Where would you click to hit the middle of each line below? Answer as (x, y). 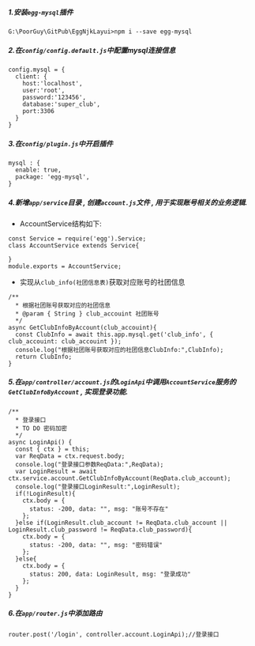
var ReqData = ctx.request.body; (70, 456)
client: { (31, 76)
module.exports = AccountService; (65, 266)
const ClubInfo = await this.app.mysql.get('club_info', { (114, 334)
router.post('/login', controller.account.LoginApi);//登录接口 (114, 634)
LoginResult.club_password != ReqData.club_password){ (100, 530)
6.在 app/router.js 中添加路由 (55, 614)
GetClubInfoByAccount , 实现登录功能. (68, 392)
